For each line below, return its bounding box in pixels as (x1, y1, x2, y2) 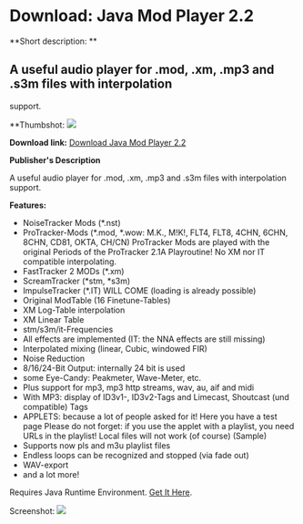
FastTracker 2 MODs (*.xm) (22, 265, 125, 276)
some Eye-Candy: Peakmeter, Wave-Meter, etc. (22, 372, 202, 383)
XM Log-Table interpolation (22, 304, 126, 315)
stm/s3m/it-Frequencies (22, 324, 114, 334)
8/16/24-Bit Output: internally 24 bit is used (22, 362, 186, 374)
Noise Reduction (22, 353, 86, 364)
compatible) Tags (22, 401, 88, 412)
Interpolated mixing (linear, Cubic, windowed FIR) (22, 343, 207, 354)
